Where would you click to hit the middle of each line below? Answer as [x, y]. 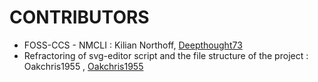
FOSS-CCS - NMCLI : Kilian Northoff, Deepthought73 [133, 45]
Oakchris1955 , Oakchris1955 [83, 66]
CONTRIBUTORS [79, 17]
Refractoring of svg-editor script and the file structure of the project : [166, 55]
